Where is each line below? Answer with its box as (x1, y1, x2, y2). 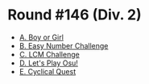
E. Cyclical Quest (19, 66, 77, 76)
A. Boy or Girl (19, 32, 64, 42)
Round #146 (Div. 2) (7, 6, 142, 24)
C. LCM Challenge (19, 49, 80, 59)
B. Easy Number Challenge (19, 40, 109, 50)
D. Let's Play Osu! (19, 58, 78, 68)
